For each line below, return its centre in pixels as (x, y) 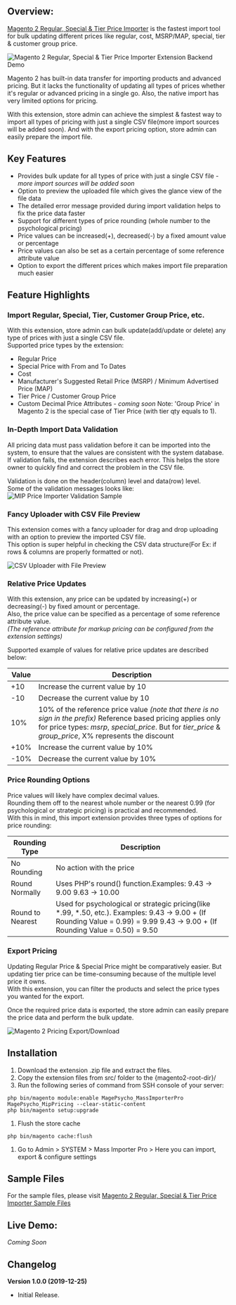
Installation (32, 1053)
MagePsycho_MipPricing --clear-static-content (77, 1104)
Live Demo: (32, 1225)
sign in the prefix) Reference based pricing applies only (130, 718)
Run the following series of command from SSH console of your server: (121, 1085)
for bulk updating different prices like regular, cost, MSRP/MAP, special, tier (117, 36)
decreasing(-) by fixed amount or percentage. (74, 606)
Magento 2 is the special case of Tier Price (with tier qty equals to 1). (117, 412)
